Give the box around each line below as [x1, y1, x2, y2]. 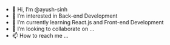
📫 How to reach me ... [12, 32, 69, 39]
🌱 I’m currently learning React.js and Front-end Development [12, 19, 164, 26]
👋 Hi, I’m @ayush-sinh [12, 6, 68, 13]
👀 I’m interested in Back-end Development [12, 12, 118, 19]
